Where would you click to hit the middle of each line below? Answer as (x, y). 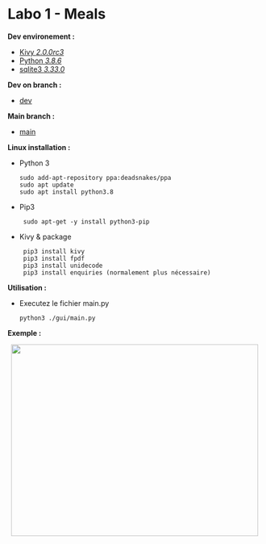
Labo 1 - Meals (57, 14)
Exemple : (25, 333)
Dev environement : (41, 36)
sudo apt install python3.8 (66, 192)
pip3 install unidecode (63, 266)
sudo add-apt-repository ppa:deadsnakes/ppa (95, 178)
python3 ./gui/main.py (57, 318)
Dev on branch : (35, 85)
